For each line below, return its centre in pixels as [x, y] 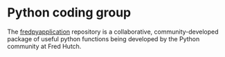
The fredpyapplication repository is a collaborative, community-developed [113, 32]
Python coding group [69, 13]
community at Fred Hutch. [44, 46]
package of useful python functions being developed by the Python [103, 38]
